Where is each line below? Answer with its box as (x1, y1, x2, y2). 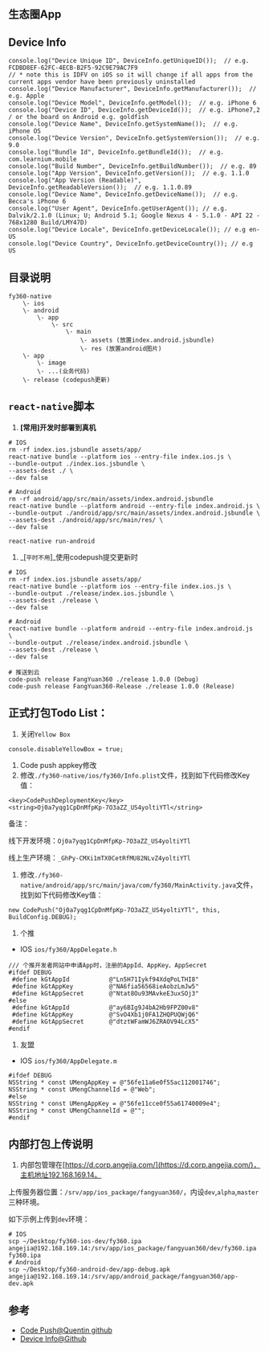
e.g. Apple (8, 92, 45, 101)
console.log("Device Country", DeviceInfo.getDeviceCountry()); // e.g (8, 240, 253, 248)
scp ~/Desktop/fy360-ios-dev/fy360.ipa (8, 1238, 142, 1246)
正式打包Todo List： (8, 706, 108, 720)
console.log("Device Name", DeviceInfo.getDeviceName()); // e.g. (8, 191, 239, 199)
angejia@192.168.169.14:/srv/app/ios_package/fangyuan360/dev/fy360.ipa (8, 1245, 257, 1253)
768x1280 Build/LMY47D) (8, 219, 88, 227)
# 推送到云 (8, 668, 40, 676)
